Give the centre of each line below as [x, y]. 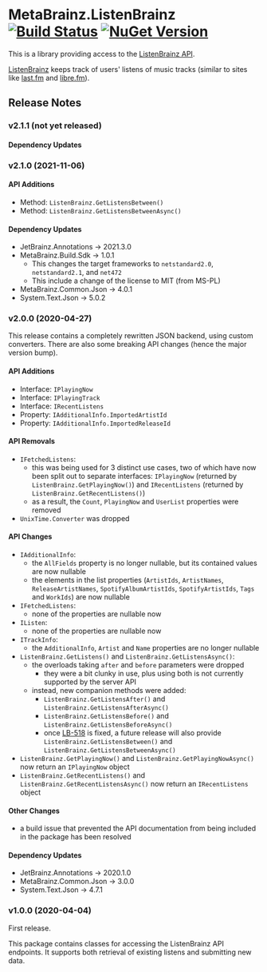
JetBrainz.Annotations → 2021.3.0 [75, 247]
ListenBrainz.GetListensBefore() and [106, 716]
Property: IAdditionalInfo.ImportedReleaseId [95, 423]
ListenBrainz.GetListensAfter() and [104, 699]
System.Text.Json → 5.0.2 [63, 298]
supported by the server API [90, 682]
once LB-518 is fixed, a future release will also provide [132, 733]
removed [46, 510]
